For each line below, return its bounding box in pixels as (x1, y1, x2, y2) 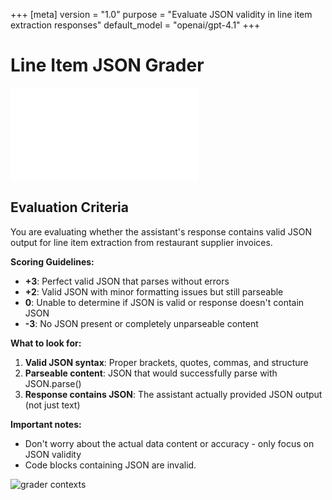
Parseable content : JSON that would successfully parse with (24, 367, 278, 379)
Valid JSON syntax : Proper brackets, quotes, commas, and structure (24, 356, 309, 368)
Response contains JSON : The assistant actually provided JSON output (24, 388, 323, 400)
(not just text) (24, 399, 81, 411)
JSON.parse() (24, 377, 82, 389)
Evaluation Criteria (10, 199, 129, 216)
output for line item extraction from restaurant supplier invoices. (10, 236, 273, 248)
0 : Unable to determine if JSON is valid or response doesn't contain (24, 296, 305, 308)
